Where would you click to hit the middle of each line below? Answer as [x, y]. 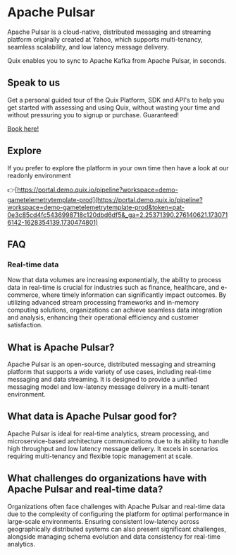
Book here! [23, 129]
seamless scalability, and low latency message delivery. [88, 47]
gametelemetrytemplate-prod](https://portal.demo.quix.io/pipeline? [105, 199]
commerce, [24, 295]
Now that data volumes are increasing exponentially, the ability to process [114, 280]
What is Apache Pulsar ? [61, 347]
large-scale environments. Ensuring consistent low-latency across [103, 521]
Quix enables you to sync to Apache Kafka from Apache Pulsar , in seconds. [117, 60]
